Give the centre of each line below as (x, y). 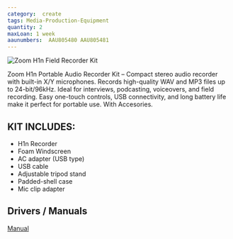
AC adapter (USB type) (51, 159)
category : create (34, 14)
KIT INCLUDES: (41, 127)
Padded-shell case (45, 181)
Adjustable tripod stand (52, 174)
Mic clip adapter (41, 189)
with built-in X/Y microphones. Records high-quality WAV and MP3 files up (116, 82)
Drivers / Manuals (47, 211)
